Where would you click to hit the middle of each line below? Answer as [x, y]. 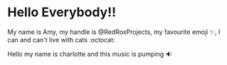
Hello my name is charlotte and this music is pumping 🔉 [90, 54]
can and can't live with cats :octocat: [61, 40]
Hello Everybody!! [62, 12]
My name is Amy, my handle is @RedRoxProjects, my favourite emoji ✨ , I [114, 32]
